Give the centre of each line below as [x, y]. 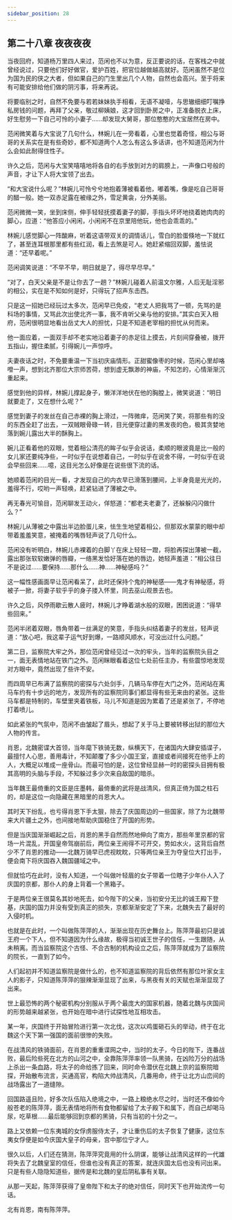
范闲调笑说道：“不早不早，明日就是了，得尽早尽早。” [81, 267]
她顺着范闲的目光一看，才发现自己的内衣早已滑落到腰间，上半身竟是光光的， [116, 480]
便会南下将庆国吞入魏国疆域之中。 [56, 861]
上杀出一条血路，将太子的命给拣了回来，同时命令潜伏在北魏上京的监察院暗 [113, 1067]
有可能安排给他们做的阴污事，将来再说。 [65, 87]
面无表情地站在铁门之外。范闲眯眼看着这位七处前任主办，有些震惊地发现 [122, 660]
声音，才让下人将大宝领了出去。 [52, 174]
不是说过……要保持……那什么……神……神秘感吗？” [78, 567]
